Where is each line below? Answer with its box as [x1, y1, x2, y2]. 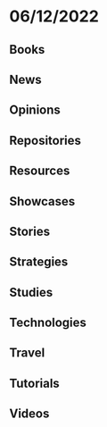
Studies [9, 284, 53, 300]
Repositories [9, 132, 82, 148]
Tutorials [9, 375, 60, 390]
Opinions [9, 103, 61, 118]
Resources [9, 163, 70, 179]
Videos [9, 406, 50, 422]
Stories [9, 223, 51, 239]
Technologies [9, 315, 87, 331]
